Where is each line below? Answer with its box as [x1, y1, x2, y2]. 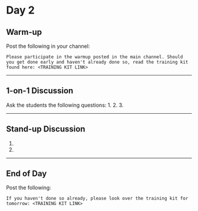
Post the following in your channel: [6, 42, 90, 50]
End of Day [6, 169, 47, 179]
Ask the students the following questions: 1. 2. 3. [6, 101, 124, 108]
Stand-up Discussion [6, 124, 85, 134]
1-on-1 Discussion [6, 86, 74, 96]
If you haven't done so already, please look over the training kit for [6, 196, 189, 202]
